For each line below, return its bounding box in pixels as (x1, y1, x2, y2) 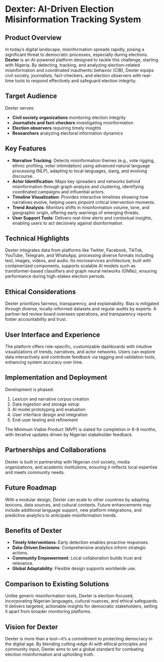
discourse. (12, 173, 34, 179)
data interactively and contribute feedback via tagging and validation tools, (5, 354, 156, 360)
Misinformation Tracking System (5, 14, 141, 25)
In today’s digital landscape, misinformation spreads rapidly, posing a (5, 47, 144, 52)
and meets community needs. (5, 469, 65, 475)
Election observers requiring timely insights (12, 125, 101, 131)
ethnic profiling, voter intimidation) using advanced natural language (12, 163, 150, 168)
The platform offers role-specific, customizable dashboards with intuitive (5, 344, 152, 350)
